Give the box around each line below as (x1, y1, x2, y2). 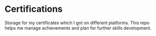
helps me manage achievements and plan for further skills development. (4, 25, 152, 31)
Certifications (4, 3, 63, 15)
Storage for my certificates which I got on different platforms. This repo (4, 20, 150, 26)
